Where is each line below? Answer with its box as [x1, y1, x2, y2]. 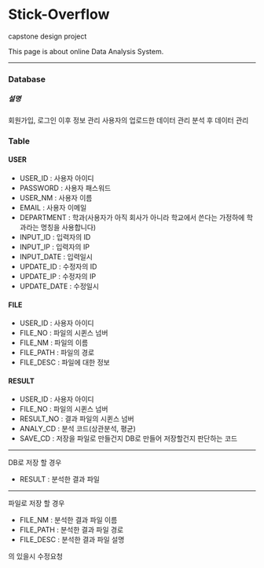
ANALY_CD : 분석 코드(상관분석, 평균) [19, 424, 136, 434]
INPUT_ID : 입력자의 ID [19, 232, 91, 241]
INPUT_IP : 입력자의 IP [19, 242, 90, 251]
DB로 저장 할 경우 [8, 458, 62, 467]
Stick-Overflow [8, 5, 110, 24]
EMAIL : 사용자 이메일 [19, 203, 87, 212]
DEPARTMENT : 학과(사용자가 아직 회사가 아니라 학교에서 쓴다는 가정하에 [19, 212, 245, 222]
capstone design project [8, 31, 87, 41]
